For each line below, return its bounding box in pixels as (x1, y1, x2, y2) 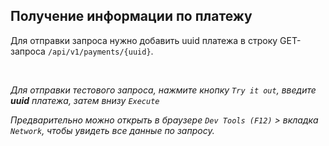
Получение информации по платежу (10, 8, 253, 25)
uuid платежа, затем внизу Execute (10, 94, 160, 106)
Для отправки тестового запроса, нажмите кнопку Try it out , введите (10, 84, 317, 96)
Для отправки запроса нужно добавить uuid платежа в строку (10, 34, 278, 46)
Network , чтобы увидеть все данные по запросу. (10, 124, 215, 136)
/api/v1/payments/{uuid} (47, 47, 152, 57)
